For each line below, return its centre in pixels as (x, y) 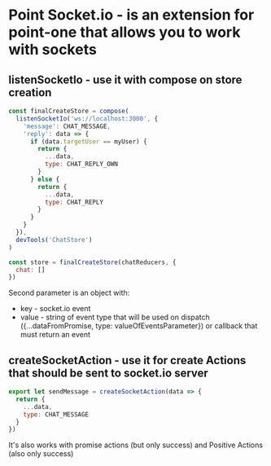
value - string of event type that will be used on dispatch (115, 317)
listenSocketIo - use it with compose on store (125, 79)
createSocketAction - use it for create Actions (127, 360)
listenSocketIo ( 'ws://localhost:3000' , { (87, 119)
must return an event (55, 335)
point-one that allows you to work (125, 32)
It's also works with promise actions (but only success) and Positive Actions (135, 445)
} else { (45, 179)
